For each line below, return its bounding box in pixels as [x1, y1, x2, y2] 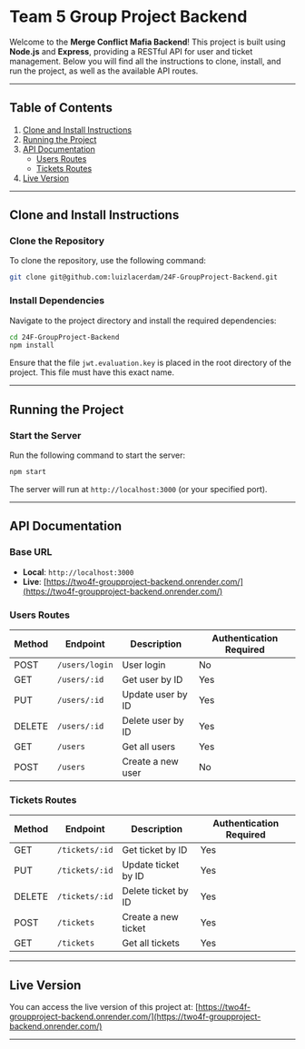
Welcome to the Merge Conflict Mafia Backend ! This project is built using [9, 36, 286, 47]
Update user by [122, 688, 188, 700]
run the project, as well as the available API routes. [9, 65, 199, 76]
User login [122, 658, 166, 671]
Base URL [9, 546, 53, 559]
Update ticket [122, 858, 180, 871]
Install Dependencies [9, 294, 105, 307]
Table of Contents [9, 100, 113, 115]
